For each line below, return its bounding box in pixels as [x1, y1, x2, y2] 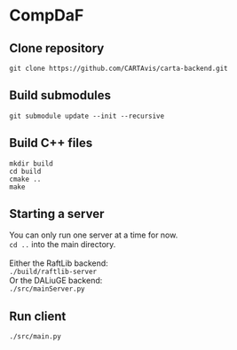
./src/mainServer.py [9, 284, 86, 293]
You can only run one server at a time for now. [9, 229, 178, 240]
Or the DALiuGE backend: [9, 276, 103, 286]
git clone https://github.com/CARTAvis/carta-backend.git [9, 64, 228, 73]
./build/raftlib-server [9, 268, 98, 276]
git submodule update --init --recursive [9, 112, 165, 121]
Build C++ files [9, 136, 93, 151]
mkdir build [9, 159, 53, 168]
